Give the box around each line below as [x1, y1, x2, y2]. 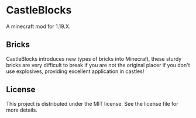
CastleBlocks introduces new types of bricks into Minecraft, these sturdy [6, 55, 182, 62]
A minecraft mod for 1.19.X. [6, 23, 71, 30]
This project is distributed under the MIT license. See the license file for [6, 100, 178, 107]
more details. [6, 106, 38, 113]
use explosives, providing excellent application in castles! [6, 68, 145, 75]
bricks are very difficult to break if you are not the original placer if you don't [6, 61, 190, 68]
